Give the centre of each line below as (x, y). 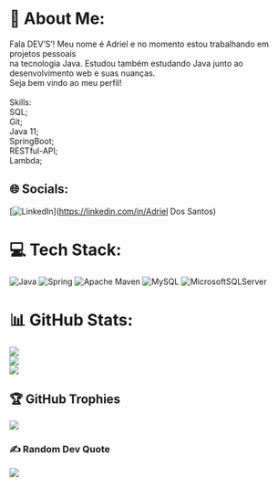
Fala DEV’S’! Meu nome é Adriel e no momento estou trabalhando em (139, 44)
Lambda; (26, 160)
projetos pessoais (43, 53)
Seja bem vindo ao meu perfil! (66, 82)
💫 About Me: (57, 19)
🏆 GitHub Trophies (65, 400)
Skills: (21, 102)
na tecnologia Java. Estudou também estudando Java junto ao (126, 63)
